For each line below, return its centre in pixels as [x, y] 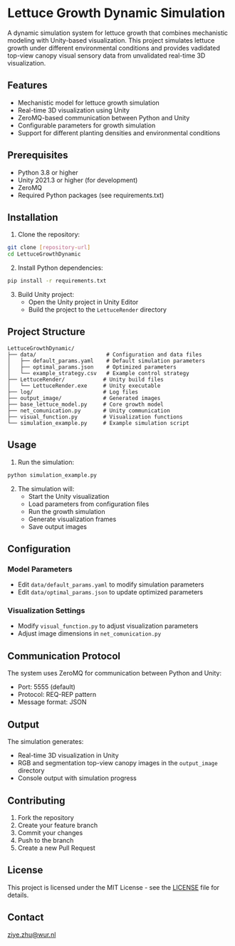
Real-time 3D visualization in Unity [68, 755]
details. [18, 895]
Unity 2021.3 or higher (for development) [78, 180]
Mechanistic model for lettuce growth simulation [89, 103]
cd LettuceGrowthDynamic [44, 254]
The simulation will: [46, 488]
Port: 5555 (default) [47, 687]
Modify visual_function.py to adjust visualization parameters [108, 626]
